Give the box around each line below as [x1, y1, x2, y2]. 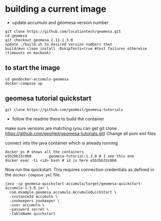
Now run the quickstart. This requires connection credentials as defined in [5, 166, 155, 172]
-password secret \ [9, 207, 49, 212]
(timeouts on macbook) [5, 50, 51, 55]
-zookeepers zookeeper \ [9, 198, 60, 203]
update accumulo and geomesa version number [12, 20, 109, 25]
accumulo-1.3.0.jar [5, 185, 45, 190]
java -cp [5, 181, 23, 186]
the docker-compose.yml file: [5, 172, 61, 177]
